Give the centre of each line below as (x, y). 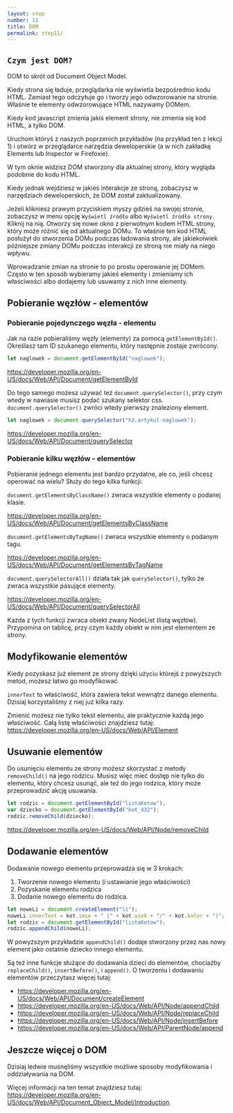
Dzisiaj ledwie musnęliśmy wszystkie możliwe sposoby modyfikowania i (110, 1067)
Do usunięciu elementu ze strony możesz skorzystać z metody (97, 769)
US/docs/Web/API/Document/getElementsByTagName (85, 565)
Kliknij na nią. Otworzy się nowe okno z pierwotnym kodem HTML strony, (112, 224)
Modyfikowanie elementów (67, 657)
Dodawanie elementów (58, 852)
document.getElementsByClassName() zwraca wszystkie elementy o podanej (114, 495)
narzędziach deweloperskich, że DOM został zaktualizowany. (95, 195)
